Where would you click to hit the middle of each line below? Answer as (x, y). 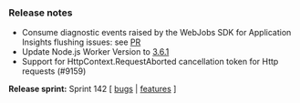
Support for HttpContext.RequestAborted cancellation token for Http (150, 62)
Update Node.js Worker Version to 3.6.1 (95, 52)
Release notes (41, 13)
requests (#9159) (54, 71)
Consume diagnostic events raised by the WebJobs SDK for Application (156, 33)
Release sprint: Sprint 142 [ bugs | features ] (93, 89)
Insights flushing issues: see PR (81, 42)
